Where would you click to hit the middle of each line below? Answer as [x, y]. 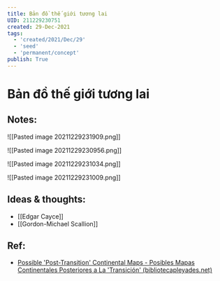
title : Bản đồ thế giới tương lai [58, 14]
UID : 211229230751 [34, 20]
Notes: [22, 120]
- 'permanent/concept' [46, 53]
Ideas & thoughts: [46, 199]
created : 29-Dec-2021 [39, 27]
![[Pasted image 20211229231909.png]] [64, 137]
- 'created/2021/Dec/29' [50, 40]
